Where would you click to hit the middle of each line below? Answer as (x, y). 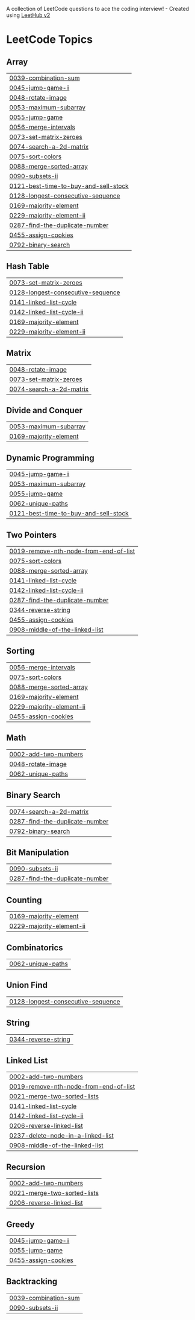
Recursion (26, 1167)
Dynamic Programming (50, 458)
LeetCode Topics (50, 40)
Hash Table (28, 266)
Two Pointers (32, 535)
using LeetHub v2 (28, 15)
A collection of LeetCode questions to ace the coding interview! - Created (98, 9)
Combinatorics (35, 948)
